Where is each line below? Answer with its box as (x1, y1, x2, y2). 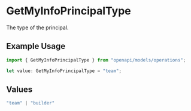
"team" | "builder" (6, 100, 55, 106)
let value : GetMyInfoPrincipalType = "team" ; (6, 67, 122, 74)
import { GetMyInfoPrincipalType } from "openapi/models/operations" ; (6, 57, 186, 63)
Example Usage (6, 41, 66, 51)
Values (6, 84, 33, 94)
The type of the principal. (6, 24, 69, 31)
